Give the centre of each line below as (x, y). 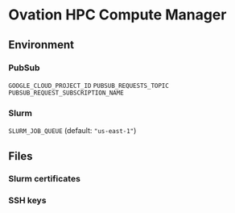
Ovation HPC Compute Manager (117, 15)
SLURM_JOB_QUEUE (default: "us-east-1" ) (72, 131)
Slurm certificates (44, 179)
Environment (41, 45)
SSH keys (27, 201)
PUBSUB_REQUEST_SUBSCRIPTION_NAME (66, 93)
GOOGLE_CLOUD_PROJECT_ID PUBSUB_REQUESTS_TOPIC (89, 86)
